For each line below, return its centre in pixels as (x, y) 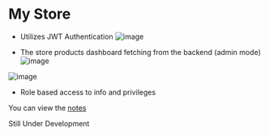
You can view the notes (47, 108)
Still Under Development (49, 123)
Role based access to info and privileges (88, 92)
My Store (40, 14)
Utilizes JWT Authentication (66, 36)
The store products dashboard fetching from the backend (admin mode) (141, 52)
